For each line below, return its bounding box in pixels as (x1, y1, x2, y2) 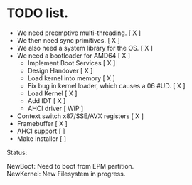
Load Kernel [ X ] (27, 89, 78, 97)
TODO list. (6, 5, 69, 21)
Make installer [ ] (16, 134, 67, 143)
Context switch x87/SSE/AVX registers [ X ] (16, 112, 144, 120)
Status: (6, 148, 28, 157)
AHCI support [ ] (16, 127, 65, 135)
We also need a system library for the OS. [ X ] (16, 43, 154, 52)
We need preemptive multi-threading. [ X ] (16, 28, 142, 37)
